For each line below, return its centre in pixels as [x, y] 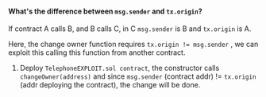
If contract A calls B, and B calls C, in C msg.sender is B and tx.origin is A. [130, 29]
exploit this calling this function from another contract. [97, 52]
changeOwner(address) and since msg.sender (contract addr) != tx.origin [138, 76]
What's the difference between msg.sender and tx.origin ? [105, 11]
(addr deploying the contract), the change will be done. [110, 85]
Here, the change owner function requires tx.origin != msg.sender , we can [133, 45]
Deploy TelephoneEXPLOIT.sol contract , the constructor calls [120, 68]
